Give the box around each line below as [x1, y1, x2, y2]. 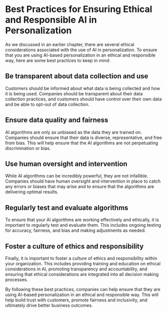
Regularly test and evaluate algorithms [5, 203, 128, 212]
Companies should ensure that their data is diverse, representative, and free [5, 134, 162, 140]
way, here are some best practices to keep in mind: [5, 57, 110, 63]
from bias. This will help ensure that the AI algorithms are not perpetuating [5, 139, 158, 146]
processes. [5, 277, 28, 282]
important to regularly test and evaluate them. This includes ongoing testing [5, 222, 161, 228]
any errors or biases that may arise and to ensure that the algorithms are [5, 184, 154, 190]
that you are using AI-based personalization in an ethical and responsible [5, 52, 156, 58]
